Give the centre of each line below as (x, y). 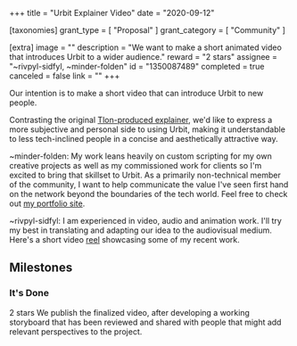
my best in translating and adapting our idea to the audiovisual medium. (140, 230)
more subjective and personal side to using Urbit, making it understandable (147, 129)
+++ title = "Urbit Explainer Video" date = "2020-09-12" (112, 13)
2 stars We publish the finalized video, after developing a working (129, 312)
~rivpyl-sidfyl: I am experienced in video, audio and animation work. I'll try (146, 221)
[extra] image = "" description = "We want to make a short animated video (146, 47)
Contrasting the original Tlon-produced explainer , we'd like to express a (141, 120)
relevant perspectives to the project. (76, 331)
